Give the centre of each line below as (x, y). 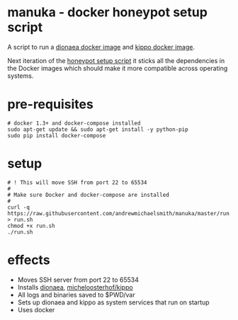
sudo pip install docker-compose (57, 135)
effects (29, 260)
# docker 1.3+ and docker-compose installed (74, 123)
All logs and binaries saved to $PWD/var (76, 295)
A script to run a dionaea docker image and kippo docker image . (101, 47)
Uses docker (36, 309)
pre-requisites (50, 104)
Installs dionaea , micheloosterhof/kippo (75, 287)
